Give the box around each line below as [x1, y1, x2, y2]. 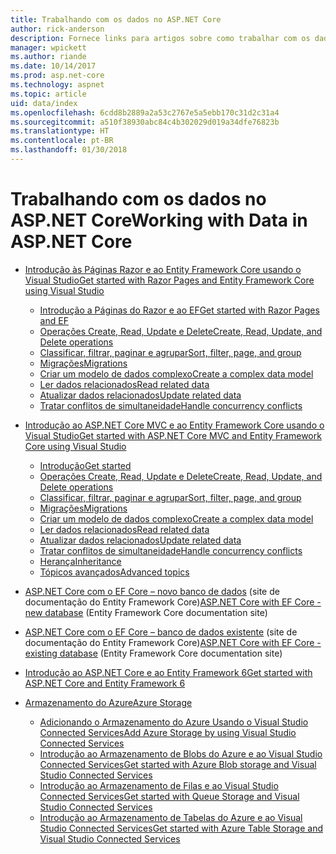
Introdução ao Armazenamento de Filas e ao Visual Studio [39, 779, 279, 791]
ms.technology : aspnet [10, 80, 105, 90]
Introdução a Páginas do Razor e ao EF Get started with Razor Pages [39, 304, 320, 316]
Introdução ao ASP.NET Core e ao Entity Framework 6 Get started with [24, 666, 313, 678]
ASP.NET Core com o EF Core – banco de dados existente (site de [24, 626, 298, 638]
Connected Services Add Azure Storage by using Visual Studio [39, 726, 297, 738]
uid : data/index [10, 98, 78, 108]
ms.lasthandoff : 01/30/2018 [10, 145, 128, 155]
